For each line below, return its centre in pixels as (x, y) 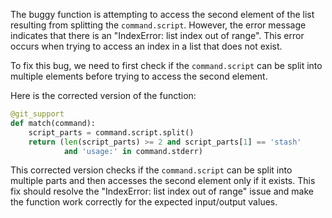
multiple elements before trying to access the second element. (139, 76)
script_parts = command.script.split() (111, 132)
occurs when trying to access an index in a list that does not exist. (146, 46)
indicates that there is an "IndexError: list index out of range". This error (157, 35)
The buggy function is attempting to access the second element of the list (162, 14)
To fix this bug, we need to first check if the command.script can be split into (166, 65)
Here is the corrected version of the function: (103, 95)
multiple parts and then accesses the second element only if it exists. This (163, 181)
